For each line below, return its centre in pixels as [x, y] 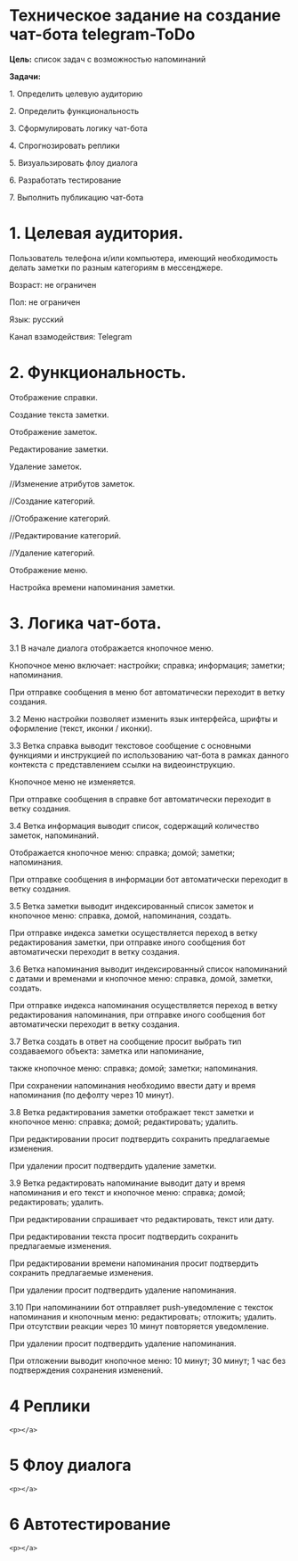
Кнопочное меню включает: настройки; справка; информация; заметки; [147, 665]
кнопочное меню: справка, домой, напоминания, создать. [121, 916]
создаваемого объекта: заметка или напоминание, [107, 1051]
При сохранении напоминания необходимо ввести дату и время [133, 1085]
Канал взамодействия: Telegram [71, 336]
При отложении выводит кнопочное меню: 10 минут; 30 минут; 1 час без [148, 1360]
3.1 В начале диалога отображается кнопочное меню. [112, 648]
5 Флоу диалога [70, 1465]
